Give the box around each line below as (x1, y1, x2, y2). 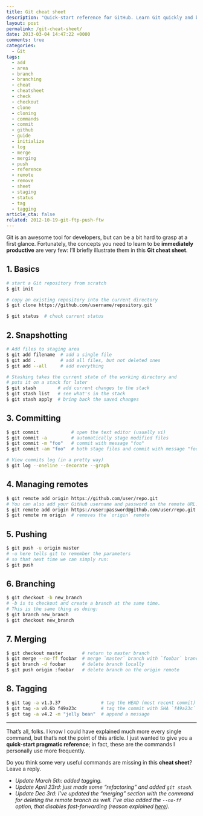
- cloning (11, 110, 36, 116)
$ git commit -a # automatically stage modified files (6, 435, 169, 441)
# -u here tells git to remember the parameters (6, 550, 131, 557)
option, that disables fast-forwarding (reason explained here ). (14, 803, 170, 810)
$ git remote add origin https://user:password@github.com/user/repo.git (6, 507, 196, 513)
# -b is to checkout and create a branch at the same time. (6, 600, 161, 607)
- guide (11, 133, 31, 139)
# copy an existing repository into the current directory (6, 297, 158, 303)
